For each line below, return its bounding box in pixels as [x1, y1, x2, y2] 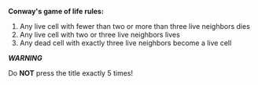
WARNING [8, 54, 42, 62]
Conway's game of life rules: [8, 7, 105, 16]
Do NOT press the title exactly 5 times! [8, 69, 134, 77]
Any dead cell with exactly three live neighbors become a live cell [19, 38, 232, 48]
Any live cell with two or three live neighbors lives [19, 30, 181, 39]
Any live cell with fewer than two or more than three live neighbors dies [19, 22, 250, 30]
